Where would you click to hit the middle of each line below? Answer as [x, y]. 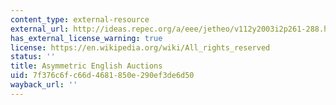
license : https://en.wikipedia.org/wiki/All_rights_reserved [140, 47]
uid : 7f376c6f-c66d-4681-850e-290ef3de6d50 [102, 76]
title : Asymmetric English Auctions [86, 66]
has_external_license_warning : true [86, 38]
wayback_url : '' [44, 85]
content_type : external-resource [80, 19]
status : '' [33, 57]
